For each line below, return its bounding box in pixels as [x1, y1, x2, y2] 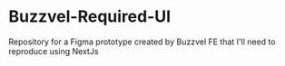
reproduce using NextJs [8, 45, 99, 56]
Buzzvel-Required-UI [8, 6, 172, 27]
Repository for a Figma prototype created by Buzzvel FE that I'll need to [8, 36, 276, 47]
